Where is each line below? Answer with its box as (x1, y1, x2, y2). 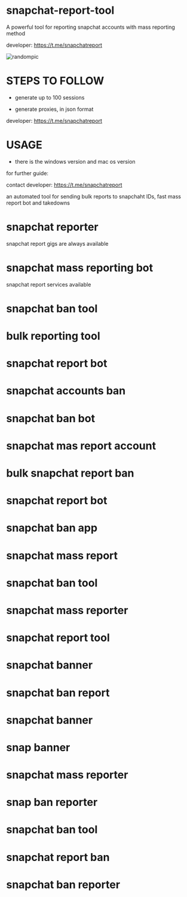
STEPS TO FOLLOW (6, 74, 105, 88)
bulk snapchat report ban (6, 466, 134, 480)
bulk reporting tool (6, 329, 100, 343)
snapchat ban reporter (6, 878, 121, 891)
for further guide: (6, 169, 49, 177)
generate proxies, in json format (14, 106, 94, 113)
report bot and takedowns (6, 199, 70, 206)
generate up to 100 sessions (14, 94, 85, 101)
